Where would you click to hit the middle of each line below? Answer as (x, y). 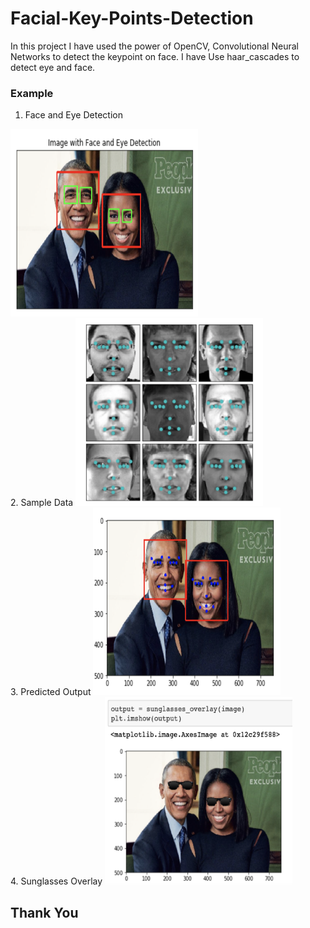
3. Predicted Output (51, 692)
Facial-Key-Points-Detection (132, 18)
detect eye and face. (53, 67)
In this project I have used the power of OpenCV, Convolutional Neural (154, 46)
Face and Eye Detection (73, 115)
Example (32, 93)
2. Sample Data (42, 503)
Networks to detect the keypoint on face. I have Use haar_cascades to (155, 56)
